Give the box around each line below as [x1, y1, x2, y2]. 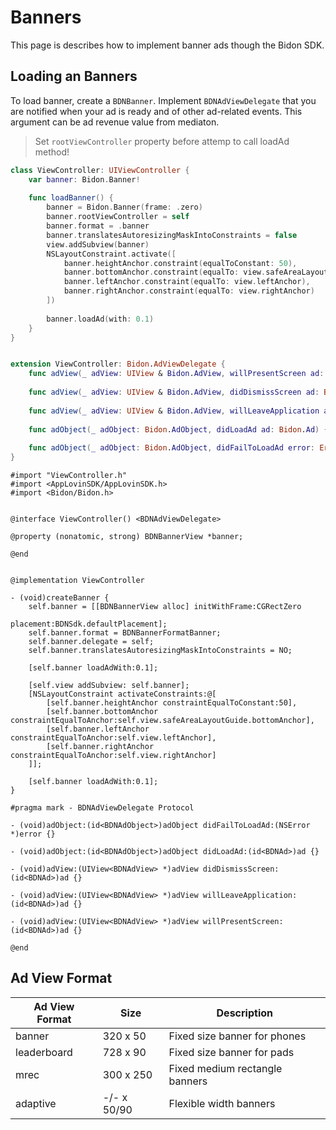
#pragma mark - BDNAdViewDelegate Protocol [10, 803, 195, 813]
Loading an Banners [10, 68, 138, 85]
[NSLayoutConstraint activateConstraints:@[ [28, 689, 217, 699]
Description [216, 1006, 273, 1020]
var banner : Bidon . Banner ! [28, 174, 141, 185]
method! [34, 146, 70, 158]
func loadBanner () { [28, 193, 114, 203]
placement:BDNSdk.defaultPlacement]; [10, 619, 168, 629]
